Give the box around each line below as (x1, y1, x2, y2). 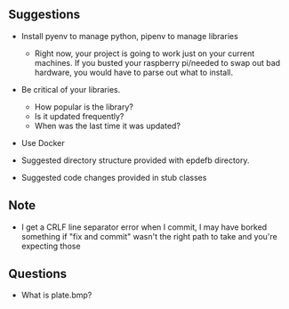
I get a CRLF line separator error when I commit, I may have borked (20, 222, 268, 232)
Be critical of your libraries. (20, 84, 121, 94)
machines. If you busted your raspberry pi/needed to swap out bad (34, 57, 281, 68)
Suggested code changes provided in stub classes (20, 172, 207, 183)
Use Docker (20, 137, 66, 148)
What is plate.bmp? (20, 289, 92, 301)
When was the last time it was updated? (34, 120, 181, 131)
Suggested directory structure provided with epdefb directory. (20, 155, 250, 166)
